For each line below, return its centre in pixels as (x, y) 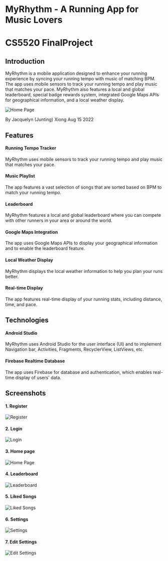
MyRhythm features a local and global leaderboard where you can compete (83, 215)
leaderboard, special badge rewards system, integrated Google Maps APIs (82, 95)
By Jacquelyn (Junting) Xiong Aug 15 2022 (49, 119)
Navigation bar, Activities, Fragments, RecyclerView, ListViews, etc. (74, 349)
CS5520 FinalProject (49, 43)
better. (12, 276)
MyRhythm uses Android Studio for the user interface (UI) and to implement (83, 344)
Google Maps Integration (32, 232)
